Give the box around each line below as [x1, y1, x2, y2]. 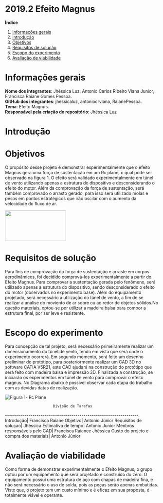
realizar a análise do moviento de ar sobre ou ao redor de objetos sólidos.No [5, 300, 159, 305]
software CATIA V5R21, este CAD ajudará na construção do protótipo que [5, 364, 152, 370]
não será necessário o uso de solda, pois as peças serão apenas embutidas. [5, 482, 159, 487]
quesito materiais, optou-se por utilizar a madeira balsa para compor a [5, 305, 146, 311]
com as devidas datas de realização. [5, 384, 79, 391]
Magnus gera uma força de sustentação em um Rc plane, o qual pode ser [5, 170, 152, 175]
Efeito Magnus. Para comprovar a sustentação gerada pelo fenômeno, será [5, 279, 156, 285]
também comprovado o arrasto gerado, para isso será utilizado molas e [5, 190, 148, 196]
